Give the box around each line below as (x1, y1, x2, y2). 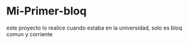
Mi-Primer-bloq (6, 4, 87, 18)
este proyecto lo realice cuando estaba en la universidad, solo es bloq (6, 24, 183, 31)
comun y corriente (6, 30, 53, 37)
